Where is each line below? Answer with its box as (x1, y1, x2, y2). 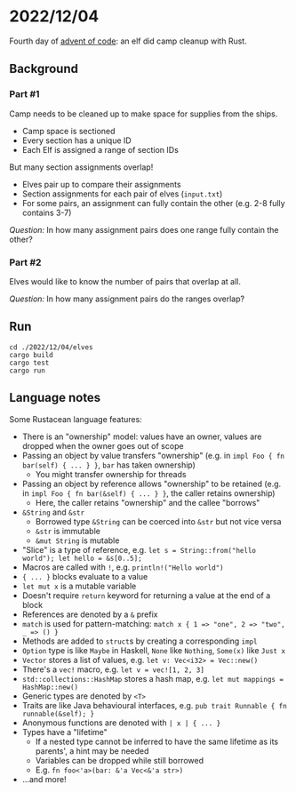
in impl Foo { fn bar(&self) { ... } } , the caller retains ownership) (21, 487, 276, 499)
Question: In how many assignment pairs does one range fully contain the (9, 224, 279, 235)
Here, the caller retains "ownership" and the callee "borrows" (35, 497, 260, 508)
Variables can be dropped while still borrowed (35, 755, 204, 765)
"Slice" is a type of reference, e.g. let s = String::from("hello (21, 544, 256, 555)
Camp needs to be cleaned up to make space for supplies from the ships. (9, 108, 278, 119)
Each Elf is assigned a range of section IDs (21, 144, 180, 155)
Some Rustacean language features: (9, 413, 142, 424)
